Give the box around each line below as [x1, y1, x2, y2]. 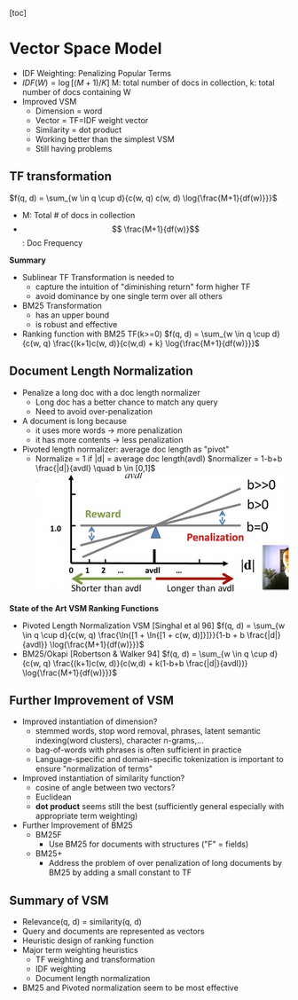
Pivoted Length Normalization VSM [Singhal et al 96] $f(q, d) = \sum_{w [21, 620, 286, 631]
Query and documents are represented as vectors [21, 926, 205, 937]
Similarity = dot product [35, 124, 122, 135]
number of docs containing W [21, 86, 131, 97]
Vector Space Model [9, 39, 162, 59]
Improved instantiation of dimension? [21, 716, 158, 727]
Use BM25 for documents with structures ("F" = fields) [48, 839, 249, 850]
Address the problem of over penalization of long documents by [48, 858, 282, 869]
